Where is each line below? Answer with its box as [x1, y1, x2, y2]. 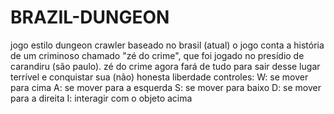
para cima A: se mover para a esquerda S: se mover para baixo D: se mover [10, 81, 322, 93]
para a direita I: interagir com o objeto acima [10, 92, 193, 104]
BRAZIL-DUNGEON [10, 6, 170, 29]
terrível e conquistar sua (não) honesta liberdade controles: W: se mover [10, 71, 309, 83]
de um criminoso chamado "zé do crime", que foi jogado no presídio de [10, 49, 305, 61]
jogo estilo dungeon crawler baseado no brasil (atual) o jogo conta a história [10, 39, 325, 51]
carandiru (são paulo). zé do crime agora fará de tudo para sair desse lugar [10, 60, 321, 72]
